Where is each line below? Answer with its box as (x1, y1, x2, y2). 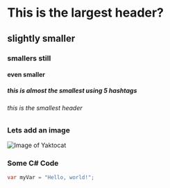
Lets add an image (7, 125, 71, 135)
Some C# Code (7, 158, 59, 168)
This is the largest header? (7, 5, 164, 21)
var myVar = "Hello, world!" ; (7, 174, 95, 181)
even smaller (7, 71, 45, 79)
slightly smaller (7, 33, 76, 44)
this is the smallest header (7, 104, 83, 112)
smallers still (7, 53, 51, 63)
